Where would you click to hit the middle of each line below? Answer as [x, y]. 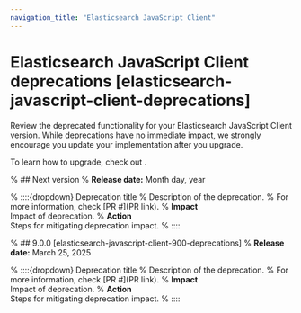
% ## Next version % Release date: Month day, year [108, 179]
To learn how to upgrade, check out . [79, 162]
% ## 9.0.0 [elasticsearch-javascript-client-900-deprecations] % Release [147, 243]
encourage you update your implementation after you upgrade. [127, 144]
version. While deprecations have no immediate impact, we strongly [136, 135]
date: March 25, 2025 [51, 252]
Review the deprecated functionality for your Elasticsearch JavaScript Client [151, 125]
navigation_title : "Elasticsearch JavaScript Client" [113, 18]
